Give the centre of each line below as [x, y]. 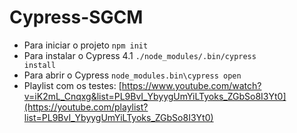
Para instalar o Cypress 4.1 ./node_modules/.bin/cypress [140, 55]
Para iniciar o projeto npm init [86, 45]
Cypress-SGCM [76, 17]
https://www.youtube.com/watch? [191, 85]
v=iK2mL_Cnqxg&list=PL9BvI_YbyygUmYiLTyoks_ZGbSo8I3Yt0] [155, 96]
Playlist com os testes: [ [72, 85]
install [39, 65]
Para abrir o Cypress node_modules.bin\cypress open [132, 75]
